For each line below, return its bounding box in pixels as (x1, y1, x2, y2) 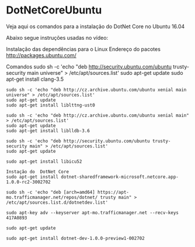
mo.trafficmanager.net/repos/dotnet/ (6, 194, 98, 200)
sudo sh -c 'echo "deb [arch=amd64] (6, 189, 95, 195)
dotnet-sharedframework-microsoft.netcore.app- (61, 174, 179, 180)
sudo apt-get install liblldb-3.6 (6, 128, 90, 133)
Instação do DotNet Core (6, 169, 69, 174)
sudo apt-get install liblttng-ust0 (6, 102, 95, 108)
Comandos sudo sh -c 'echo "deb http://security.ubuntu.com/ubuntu (6, 63, 172, 70)
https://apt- (97, 189, 130, 195)
